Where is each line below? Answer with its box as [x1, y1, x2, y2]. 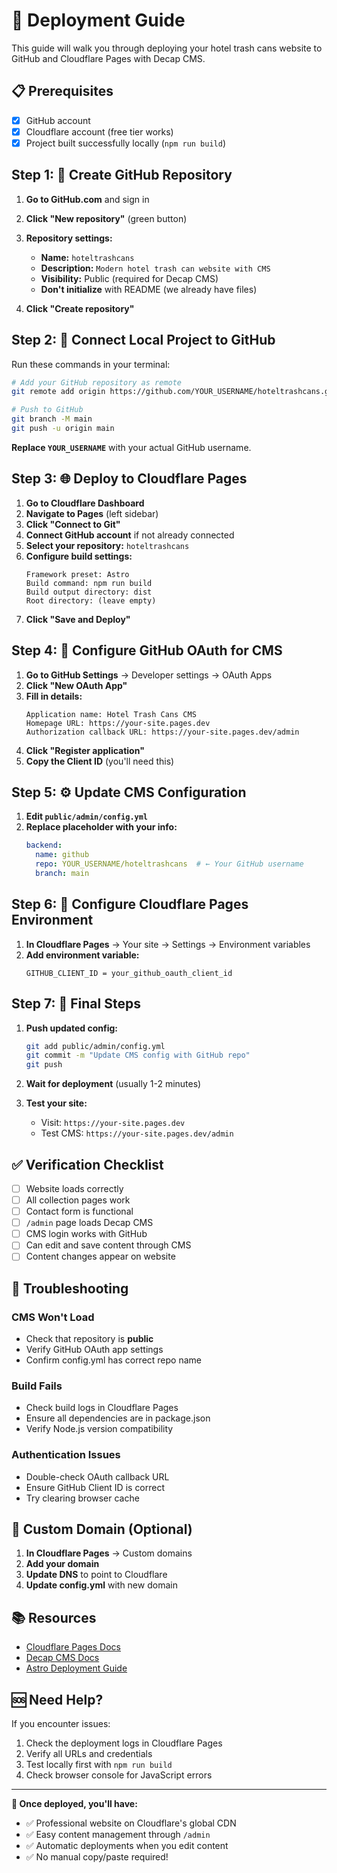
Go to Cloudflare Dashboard [25, 497, 145, 509]
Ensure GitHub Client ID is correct [25, 1481, 166, 1493]
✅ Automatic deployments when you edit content [25, 1840, 229, 1852]
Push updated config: [25, 1022, 118, 1034]
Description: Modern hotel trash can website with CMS [40, 262, 271, 274]
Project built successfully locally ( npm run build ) [25, 137, 227, 149]
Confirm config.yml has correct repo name [25, 1354, 202, 1366]
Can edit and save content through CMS [25, 1239, 192, 1251]
